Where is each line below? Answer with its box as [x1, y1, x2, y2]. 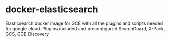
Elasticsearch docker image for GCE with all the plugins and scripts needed [5, 20, 163, 26]
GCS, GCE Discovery [5, 31, 49, 37]
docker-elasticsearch [5, 4, 98, 15]
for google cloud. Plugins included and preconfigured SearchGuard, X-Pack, [5, 25, 165, 31]
